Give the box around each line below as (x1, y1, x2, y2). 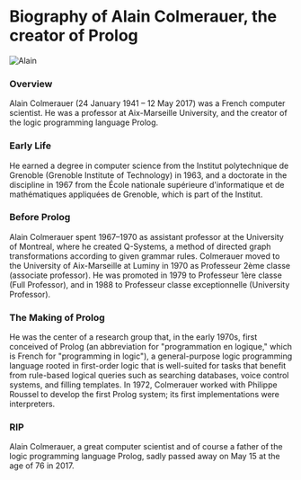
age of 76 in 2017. (9, 460, 75, 471)
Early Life (9, 139, 52, 152)
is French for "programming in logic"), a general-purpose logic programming (9, 351, 293, 361)
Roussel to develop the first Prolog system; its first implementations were (9, 389, 280, 400)
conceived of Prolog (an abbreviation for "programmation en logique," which (9, 342, 292, 352)
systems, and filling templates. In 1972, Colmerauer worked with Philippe (9, 379, 278, 390)
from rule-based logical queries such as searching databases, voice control (9, 370, 289, 381)
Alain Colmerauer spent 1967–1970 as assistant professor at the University (9, 231, 285, 242)
